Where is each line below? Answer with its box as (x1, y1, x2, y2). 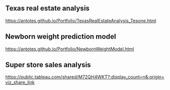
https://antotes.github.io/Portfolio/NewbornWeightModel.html (5, 46, 134, 52)
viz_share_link (5, 79, 35, 85)
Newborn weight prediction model (5, 33, 116, 41)
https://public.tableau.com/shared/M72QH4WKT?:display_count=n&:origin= (5, 74, 165, 80)
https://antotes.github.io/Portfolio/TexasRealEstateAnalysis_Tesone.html (5, 17, 157, 23)
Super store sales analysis (5, 61, 91, 69)
